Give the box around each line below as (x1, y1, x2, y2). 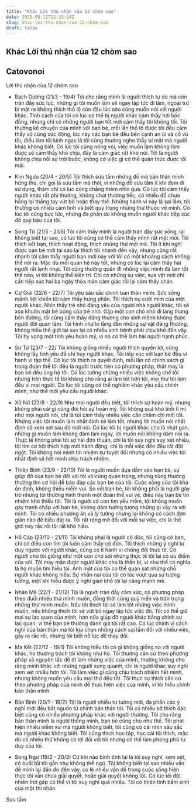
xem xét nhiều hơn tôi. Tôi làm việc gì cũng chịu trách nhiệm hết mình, (14, 669, 183, 676)
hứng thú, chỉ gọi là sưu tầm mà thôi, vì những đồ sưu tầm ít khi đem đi (14, 179, 185, 186)
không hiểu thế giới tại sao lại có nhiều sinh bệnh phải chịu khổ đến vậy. (14, 326, 188, 334)
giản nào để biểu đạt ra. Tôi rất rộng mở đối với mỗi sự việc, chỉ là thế (14, 516, 181, 523)
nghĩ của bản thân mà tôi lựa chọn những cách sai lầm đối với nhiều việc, (14, 626, 190, 633)
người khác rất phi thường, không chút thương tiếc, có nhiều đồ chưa (14, 192, 180, 199)
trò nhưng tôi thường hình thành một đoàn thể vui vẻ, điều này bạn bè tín (14, 492, 190, 499)
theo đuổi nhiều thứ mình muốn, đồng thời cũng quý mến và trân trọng (14, 595, 184, 602)
